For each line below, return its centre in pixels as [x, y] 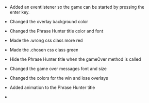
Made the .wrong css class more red [46, 40]
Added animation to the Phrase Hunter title [52, 87]
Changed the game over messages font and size [58, 69]
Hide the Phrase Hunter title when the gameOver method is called [75, 59]
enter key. [20, 12]
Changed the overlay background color [49, 22]
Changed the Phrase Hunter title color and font [56, 31]
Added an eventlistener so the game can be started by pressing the [77, 7]
